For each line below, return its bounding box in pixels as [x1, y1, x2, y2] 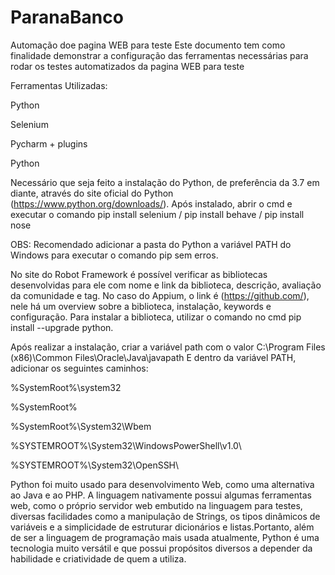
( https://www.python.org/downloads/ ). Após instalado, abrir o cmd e [10, 197, 293, 210]
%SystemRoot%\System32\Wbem [10, 420, 152, 432]
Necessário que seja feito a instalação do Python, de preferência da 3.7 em [10, 176, 320, 188]
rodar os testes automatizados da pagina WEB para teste [10, 60, 245, 72]
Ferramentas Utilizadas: [10, 79, 108, 91]
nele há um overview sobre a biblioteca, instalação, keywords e [10, 300, 272, 312]
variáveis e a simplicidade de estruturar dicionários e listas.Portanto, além [10, 521, 315, 533]
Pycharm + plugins [10, 137, 88, 150]
